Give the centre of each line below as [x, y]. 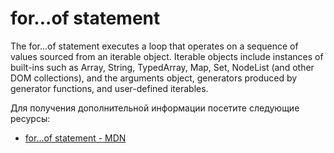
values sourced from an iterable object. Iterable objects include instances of [167, 56]
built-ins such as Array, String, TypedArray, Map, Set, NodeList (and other [162, 67]
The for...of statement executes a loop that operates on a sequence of [154, 46]
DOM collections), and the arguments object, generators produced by [154, 78]
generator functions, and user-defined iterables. [109, 88]
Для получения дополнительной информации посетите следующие [155, 108]
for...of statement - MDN [75, 138]
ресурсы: [30, 118]
